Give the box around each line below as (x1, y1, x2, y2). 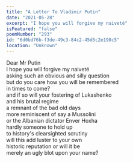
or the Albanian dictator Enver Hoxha (6, 117, 98, 124)
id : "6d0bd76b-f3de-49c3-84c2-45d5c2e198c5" (6, 37, 120, 43)
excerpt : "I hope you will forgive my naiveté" (6, 20, 128, 26)
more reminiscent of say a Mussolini (6, 110, 96, 118)
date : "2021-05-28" (6, 15, 55, 21)
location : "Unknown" (6, 43, 58, 49)
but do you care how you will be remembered (6, 78, 119, 85)
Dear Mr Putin (6, 59, 41, 66)
